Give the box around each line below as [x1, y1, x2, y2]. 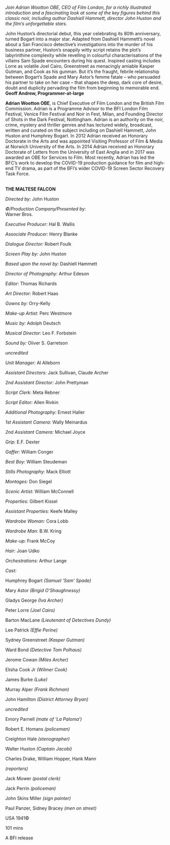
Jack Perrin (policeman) [5, 785, 56, 791]
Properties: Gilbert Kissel [5, 498, 58, 504]
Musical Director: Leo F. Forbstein [5, 330, 77, 336]
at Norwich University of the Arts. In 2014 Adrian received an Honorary [5, 144, 154, 150]
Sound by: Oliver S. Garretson [5, 340, 68, 346]
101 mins [5, 825, 23, 831]
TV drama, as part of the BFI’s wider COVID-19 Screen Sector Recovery [14, 166, 165, 171]
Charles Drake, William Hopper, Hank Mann [5, 756, 96, 762]
